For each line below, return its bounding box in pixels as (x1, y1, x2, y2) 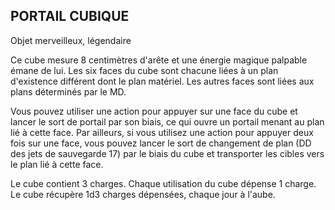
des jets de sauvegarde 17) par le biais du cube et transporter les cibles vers (10, 147, 325, 159)
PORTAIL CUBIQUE (10, 8, 130, 25)
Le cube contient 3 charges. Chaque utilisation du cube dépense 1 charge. (10, 177, 317, 189)
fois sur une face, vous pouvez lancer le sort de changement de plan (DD (10, 137, 312, 149)
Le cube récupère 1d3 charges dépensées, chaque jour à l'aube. (10, 188, 276, 200)
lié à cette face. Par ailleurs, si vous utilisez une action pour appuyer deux (10, 126, 314, 138)
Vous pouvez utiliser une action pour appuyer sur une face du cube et (10, 105, 298, 117)
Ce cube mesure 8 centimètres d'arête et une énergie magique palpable (10, 54, 308, 66)
